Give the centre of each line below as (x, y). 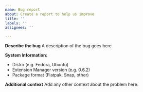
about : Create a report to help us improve (50, 14)
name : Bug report (23, 9)
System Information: (26, 55)
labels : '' (16, 23)
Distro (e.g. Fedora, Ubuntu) (40, 65)
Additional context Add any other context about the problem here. (72, 84)
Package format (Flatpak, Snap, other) (50, 75)
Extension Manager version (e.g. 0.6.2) (51, 70)
